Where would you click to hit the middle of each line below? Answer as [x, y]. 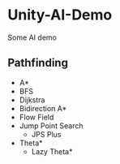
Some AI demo [32, 37]
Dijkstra [32, 100]
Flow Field [36, 117]
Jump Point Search [51, 125]
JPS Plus [46, 134]
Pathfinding [38, 63]
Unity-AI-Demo [60, 15]
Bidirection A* [43, 108]
